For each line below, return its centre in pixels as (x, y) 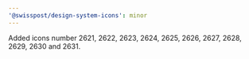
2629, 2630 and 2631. (45, 46)
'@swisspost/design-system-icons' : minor (78, 15)
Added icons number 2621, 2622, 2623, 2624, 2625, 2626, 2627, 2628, (125, 38)
